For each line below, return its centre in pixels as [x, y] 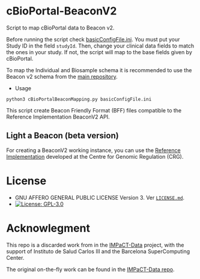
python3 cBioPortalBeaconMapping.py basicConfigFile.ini [79, 99]
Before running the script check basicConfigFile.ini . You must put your [93, 39]
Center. [15, 257]
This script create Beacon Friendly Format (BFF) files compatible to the [94, 110]
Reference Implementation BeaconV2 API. [58, 117]
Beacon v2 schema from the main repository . [62, 76]
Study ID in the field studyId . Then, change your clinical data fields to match [100, 46]
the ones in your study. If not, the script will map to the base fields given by [99, 52]
